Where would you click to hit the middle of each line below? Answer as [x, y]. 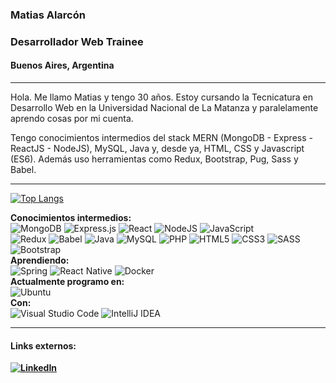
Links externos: [43, 345]
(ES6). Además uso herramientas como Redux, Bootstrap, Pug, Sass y [154, 159]
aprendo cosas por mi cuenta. [72, 119]
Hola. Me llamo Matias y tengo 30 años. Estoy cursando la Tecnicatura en [162, 97]
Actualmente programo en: [67, 282]
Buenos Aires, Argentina [62, 65]
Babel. [23, 170]
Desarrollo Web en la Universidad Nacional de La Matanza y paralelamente [164, 108]
